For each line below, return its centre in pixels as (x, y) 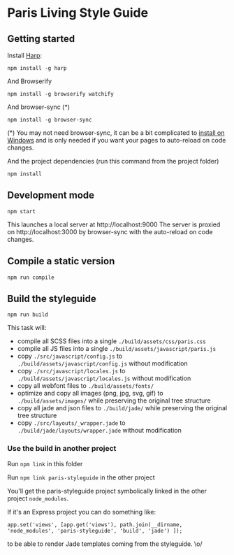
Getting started (41, 39)
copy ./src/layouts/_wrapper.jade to (71, 423)
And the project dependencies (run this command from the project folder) (113, 161)
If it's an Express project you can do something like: (81, 512)
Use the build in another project (62, 449)
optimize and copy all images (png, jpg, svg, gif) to (90, 394)
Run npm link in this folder (45, 463)
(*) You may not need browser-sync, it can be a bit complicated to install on (116, 133)
